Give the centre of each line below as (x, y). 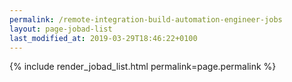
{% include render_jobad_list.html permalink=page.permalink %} (143, 67)
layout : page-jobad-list (61, 29)
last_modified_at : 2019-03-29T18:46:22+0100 (103, 38)
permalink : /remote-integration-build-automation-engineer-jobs (146, 19)
